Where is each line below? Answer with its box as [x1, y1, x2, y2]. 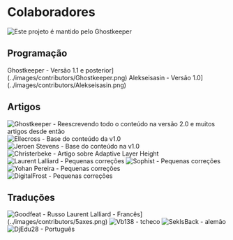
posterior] [85, 66, 114, 74]
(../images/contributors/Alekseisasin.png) [7, 81, 127, 89]
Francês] [116, 210, 143, 218]
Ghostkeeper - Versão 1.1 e [7, 66, 84, 74]
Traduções [7, 191, 56, 203]
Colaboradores [7, 4, 96, 20]
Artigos [7, 101, 40, 113]
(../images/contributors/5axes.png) [7, 218, 108, 226]
